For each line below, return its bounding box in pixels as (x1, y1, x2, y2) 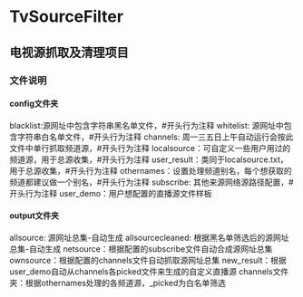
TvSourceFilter (9, 6, 124, 27)
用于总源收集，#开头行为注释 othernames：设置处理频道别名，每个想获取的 (9, 165, 292, 176)
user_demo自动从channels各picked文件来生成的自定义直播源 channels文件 (9, 265, 289, 277)
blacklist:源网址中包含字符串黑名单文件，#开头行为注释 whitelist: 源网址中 (9, 120, 284, 130)
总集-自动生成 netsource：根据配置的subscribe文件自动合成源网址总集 (9, 243, 273, 254)
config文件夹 (9, 98, 59, 110)
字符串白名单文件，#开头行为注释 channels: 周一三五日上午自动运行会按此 (16, 131, 294, 142)
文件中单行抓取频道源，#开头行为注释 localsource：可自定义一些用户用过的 (9, 142, 291, 153)
